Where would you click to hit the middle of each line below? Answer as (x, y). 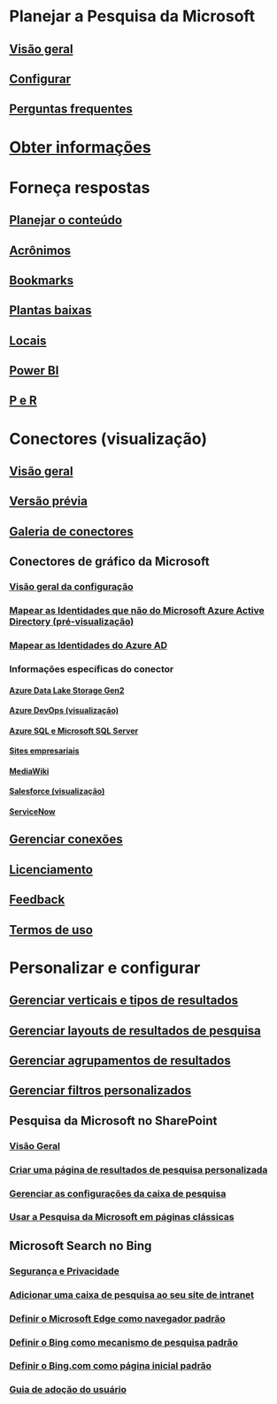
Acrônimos (40, 250)
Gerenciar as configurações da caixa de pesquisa (118, 1193)
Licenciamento (51, 869)
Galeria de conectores (72, 532)
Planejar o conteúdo (65, 220)
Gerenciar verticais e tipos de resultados (124, 1001)
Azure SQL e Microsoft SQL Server (74, 730)
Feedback (37, 900)
